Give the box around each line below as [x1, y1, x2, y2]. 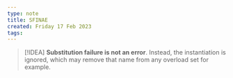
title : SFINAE [7, 17, 49, 23]
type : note [7, 10, 39, 17]
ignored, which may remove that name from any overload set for [24, 56, 209, 64]
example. [24, 63, 51, 71]
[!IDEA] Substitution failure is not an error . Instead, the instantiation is [24, 48, 226, 57]
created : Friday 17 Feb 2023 [7, 23, 92, 30]
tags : [7, 29, 23, 37]
